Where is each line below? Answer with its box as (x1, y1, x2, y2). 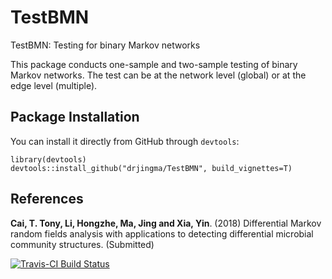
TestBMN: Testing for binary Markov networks (10, 39, 201, 51)
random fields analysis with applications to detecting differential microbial (10, 227, 314, 240)
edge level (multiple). (10, 79, 98, 91)
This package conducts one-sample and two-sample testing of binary (10, 58, 298, 70)
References (10, 191, 84, 208)
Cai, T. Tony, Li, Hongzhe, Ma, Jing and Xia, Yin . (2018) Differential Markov (10, 217, 322, 229)
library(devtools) (10, 154, 87, 165)
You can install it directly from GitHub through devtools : (10, 135, 240, 147)
